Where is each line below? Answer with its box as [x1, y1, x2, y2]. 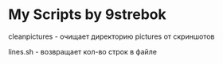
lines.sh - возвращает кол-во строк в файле [8, 47, 158, 56]
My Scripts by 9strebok [8, 6, 167, 24]
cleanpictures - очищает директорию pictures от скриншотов [8, 32, 215, 41]
